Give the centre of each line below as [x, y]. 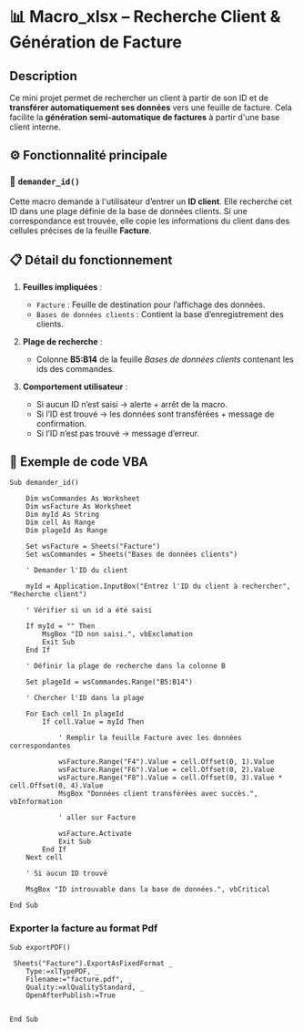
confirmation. [61, 423]
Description [43, 76]
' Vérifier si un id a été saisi [89, 611]
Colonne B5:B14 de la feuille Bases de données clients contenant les [165, 359]
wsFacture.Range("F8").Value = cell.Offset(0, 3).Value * [170, 778]
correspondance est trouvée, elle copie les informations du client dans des [150, 221]
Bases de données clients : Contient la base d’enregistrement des [160, 314]
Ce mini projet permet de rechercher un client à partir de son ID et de [139, 98]
